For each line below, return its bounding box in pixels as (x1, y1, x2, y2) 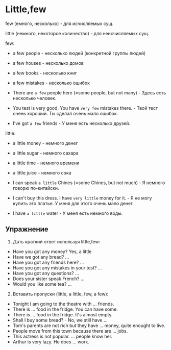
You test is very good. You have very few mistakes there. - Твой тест (12, 105, 158, 111)
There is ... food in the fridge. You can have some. (12, 306, 118, 312)
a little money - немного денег (12, 140, 78, 146)
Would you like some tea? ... (12, 281, 72, 287)
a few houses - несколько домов (12, 60, 84, 66)
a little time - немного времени (12, 160, 80, 166)
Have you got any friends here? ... (12, 259, 84, 265)
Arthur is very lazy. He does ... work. (12, 338, 90, 345)
